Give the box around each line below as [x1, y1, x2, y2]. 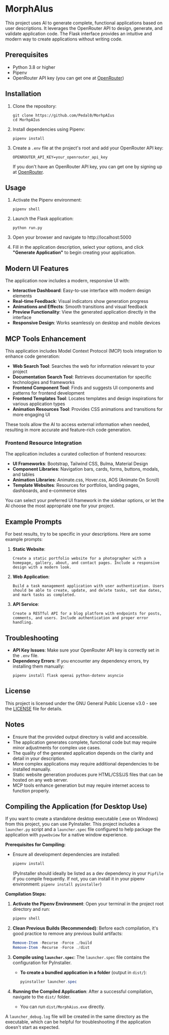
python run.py [12, 225, 42, 231]
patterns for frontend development [12, 390, 85, 396]
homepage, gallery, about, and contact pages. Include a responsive [12, 560, 160, 565]
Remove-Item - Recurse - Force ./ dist [12, 945, 90, 950]
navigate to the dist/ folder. [12, 993, 71, 1000]
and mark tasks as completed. [12, 592, 77, 598]
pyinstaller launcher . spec [20, 979, 77, 984]
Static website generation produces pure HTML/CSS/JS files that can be [12, 771, 163, 778]
